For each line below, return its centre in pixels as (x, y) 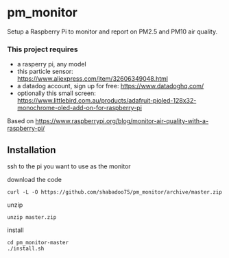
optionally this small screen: (56, 93)
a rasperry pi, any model (52, 64)
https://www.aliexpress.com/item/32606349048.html (92, 79)
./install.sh (26, 249)
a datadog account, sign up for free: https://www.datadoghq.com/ (110, 86)
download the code (34, 180)
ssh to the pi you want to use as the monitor (69, 166)
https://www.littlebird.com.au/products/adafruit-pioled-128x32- (107, 101)
